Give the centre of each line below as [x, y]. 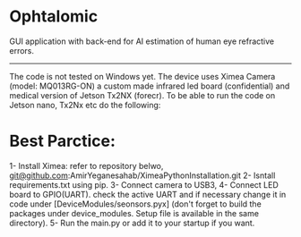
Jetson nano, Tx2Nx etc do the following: [85, 105]
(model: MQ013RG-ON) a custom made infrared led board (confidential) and [150, 86]
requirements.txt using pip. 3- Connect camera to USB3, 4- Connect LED [144, 184]
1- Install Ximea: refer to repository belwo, [86, 165]
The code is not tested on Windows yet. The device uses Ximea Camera [142, 76]
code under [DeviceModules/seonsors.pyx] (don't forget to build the [135, 204]
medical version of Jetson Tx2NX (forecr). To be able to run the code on [142, 95]
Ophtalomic [54, 17]
